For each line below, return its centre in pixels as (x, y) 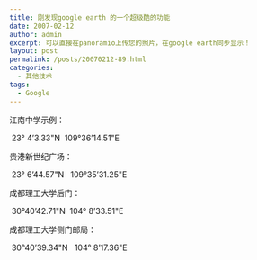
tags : (19, 85)
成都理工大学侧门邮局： (53, 229)
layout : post (34, 51)
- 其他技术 (35, 76)
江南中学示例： (37, 120)
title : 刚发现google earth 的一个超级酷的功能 (90, 18)
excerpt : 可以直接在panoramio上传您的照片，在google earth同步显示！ (130, 43)
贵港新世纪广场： (41, 156)
